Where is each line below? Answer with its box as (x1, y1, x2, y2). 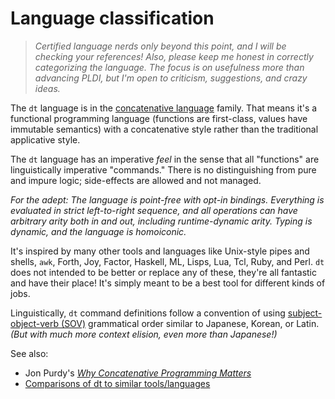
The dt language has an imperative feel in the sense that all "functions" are (10, 153, 320, 165)
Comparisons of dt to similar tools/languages (24, 377, 211, 389)
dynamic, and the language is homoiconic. (10, 225, 187, 237)
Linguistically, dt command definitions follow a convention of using (10, 307, 286, 319)
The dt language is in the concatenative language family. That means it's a (10, 102, 318, 114)
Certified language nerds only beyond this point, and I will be (34, 40, 287, 52)
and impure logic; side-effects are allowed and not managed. (10, 174, 262, 186)
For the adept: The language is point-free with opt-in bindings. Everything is (10, 193, 325, 206)
